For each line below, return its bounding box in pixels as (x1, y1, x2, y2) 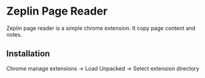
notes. (6, 30, 23, 38)
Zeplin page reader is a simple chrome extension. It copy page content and (6, 24, 196, 32)
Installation (6, 49, 50, 59)
